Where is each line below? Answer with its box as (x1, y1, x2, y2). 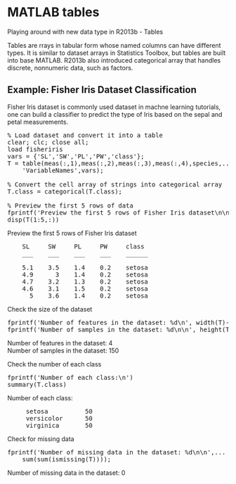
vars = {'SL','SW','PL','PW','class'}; (7, 152, 145, 160)
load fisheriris (7, 145, 63, 153)
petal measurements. (7, 117, 69, 126)
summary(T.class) (7, 381, 67, 388)
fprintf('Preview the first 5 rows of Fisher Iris (7, 208, 185, 217)
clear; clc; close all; (7, 138, 89, 146)
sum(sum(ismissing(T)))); (22, 455, 112, 463)
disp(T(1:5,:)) (7, 215, 60, 224)
